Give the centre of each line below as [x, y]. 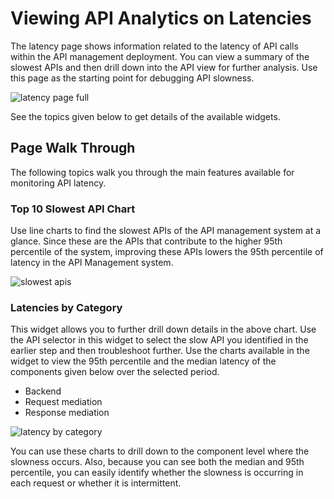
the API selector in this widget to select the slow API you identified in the [159, 340]
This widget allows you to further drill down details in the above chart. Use [163, 329]
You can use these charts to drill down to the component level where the [160, 451]
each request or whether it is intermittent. [96, 483]
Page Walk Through [73, 148]
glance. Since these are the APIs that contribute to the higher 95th [146, 241]
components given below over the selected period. [115, 372]
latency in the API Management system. [92, 263]
